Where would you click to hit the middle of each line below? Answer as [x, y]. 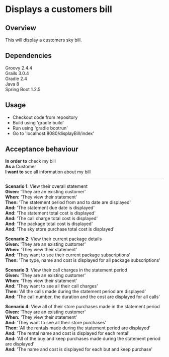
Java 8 [12, 84]
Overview [21, 28]
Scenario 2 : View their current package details [54, 239]
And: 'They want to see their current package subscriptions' [68, 255]
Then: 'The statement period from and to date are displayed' [68, 202]
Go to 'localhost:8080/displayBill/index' [53, 133]
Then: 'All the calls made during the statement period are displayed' [76, 292]
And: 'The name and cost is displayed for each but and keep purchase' [79, 349]
